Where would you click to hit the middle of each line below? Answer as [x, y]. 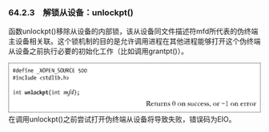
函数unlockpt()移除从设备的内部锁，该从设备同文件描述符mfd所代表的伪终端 [133, 31]
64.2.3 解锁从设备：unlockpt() [71, 12]
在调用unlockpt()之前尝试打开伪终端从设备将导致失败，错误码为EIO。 [122, 119]
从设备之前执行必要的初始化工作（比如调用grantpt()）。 [98, 51]
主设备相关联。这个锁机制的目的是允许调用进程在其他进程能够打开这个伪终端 [134, 41]
